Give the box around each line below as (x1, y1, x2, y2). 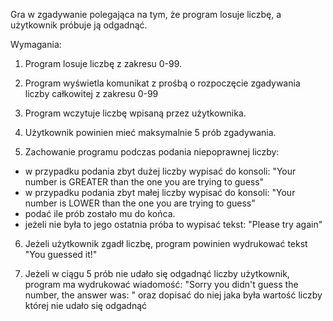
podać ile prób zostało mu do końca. (24, 208, 176, 219)
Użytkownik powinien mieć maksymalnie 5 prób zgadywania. (24, 127, 277, 138)
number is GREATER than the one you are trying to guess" (24, 176, 265, 188)
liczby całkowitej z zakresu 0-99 (24, 88, 159, 99)
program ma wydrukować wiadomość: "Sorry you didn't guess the (24, 279, 299, 290)
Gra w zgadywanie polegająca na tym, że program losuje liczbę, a (10, 9, 282, 20)
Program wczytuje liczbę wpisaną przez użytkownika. (24, 107, 247, 119)
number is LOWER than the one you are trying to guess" (24, 197, 256, 209)
